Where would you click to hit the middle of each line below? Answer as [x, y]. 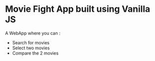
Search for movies [31, 42]
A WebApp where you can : [33, 33]
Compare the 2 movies [35, 53]
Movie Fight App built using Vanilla [78, 9]
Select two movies [31, 48]
